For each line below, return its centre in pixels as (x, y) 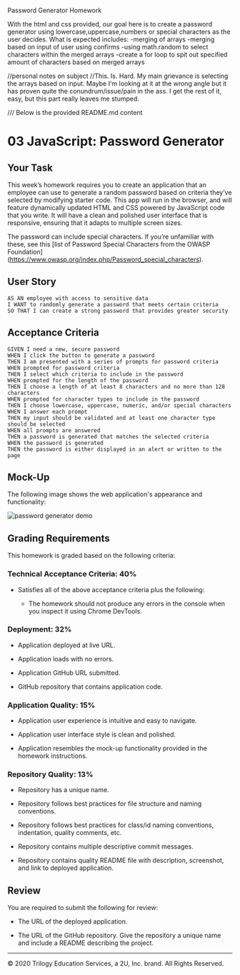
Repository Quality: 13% (50, 774)
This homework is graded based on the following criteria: (91, 556)
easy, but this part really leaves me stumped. (73, 99)
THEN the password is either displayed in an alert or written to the (115, 449)
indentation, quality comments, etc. (70, 833)
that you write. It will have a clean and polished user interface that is (107, 215)
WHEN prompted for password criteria (64, 368)
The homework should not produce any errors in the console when (127, 604)
